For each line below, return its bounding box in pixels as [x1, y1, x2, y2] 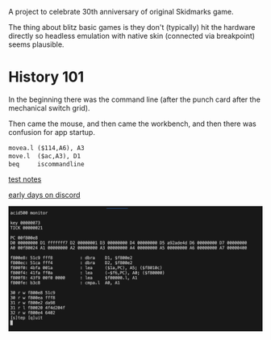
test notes [8, 174, 42, 184]
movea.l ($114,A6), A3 [8, 144, 85, 152]
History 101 [8, 68, 85, 86]
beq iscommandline [8, 160, 85, 168]
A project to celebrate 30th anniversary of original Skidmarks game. [8, 7, 234, 16]
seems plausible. [8, 40, 65, 49]
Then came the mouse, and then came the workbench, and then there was [8, 119, 256, 128]
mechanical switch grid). [8, 103, 90, 112]
